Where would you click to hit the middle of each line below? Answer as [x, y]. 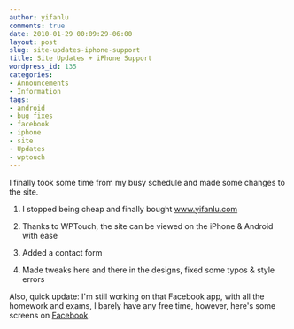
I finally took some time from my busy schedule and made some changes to [147, 182]
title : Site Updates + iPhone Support [81, 58]
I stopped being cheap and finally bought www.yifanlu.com [130, 209]
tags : [19, 99]
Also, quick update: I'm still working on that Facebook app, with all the [137, 296]
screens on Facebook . [50, 315]
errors [33, 279]
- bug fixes [31, 116]
